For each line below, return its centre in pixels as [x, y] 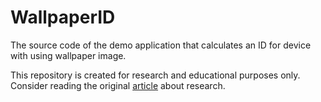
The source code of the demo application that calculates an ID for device [161, 45]
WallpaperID [63, 17]
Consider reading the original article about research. [118, 85]
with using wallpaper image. [68, 55]
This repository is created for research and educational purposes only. [155, 75]
